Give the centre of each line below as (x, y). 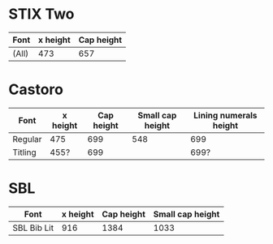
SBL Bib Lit (33, 228)
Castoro (36, 90)
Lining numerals (225, 115)
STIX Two (41, 14)
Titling (24, 152)
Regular (27, 139)
